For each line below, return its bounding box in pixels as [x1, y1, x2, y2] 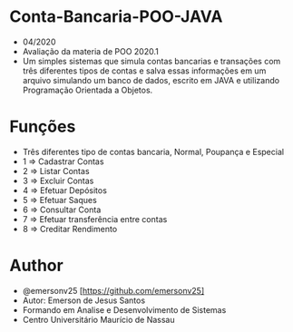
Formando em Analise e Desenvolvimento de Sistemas [22, 304, 227, 315]
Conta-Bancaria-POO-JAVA [9, 6, 223, 27]
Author [9, 256, 63, 276]
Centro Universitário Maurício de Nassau [22, 314, 175, 325]
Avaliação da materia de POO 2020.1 [22, 45, 159, 56]
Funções [9, 116, 76, 137]
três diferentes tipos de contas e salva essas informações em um [22, 65, 267, 76]
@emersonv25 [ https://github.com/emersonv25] [22, 285, 205, 296]
